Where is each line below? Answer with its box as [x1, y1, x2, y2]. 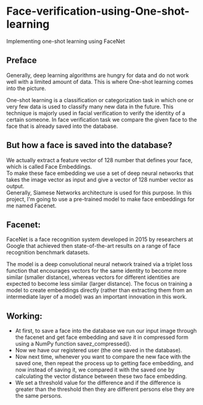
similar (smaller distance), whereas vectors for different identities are [6, 273, 180, 281]
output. [6, 182, 24, 190]
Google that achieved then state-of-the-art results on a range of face [6, 242, 180, 250]
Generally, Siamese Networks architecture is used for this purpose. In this [6, 188, 192, 196]
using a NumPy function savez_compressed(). [15, 340, 131, 347]
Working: [6, 311, 43, 321]
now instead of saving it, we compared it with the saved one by [15, 366, 175, 374]
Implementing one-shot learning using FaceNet [6, 37, 125, 45]
